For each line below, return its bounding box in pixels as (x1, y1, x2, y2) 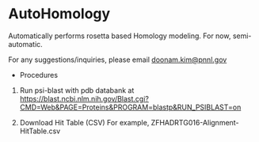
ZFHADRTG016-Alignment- (150, 117, 239, 127)
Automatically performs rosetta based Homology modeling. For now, (8, 31, 231, 40)
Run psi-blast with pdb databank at (19, 85, 135, 95)
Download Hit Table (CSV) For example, (19, 117, 150, 127)
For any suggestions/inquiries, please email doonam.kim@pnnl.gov (8, 55, 227, 64)
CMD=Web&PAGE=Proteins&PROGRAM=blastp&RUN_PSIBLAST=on (19, 102, 242, 112)
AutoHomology (8, 5, 111, 23)
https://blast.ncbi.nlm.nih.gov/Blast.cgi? (19, 94, 149, 103)
